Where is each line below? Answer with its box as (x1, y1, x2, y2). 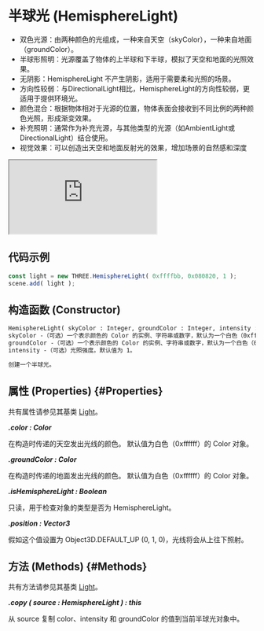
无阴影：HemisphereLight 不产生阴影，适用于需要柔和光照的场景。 (19, 74, 236, 83)
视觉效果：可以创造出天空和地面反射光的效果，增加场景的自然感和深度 (19, 142, 247, 152)
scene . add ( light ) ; (8, 279, 76, 287)
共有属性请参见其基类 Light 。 (8, 407, 102, 416)
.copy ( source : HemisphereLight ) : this (8, 598, 142, 607)
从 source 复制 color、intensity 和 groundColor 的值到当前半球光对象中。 (8, 614, 244, 624)
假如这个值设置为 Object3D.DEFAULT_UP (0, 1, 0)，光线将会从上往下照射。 (8, 534, 248, 544)
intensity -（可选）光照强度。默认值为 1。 (8, 346, 136, 354)
